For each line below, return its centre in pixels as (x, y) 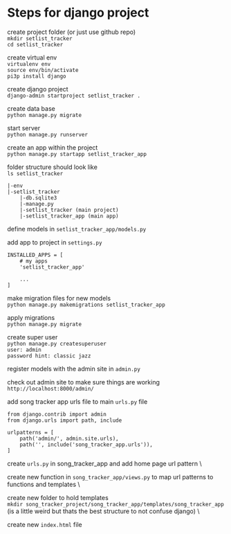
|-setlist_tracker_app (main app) (69, 216)
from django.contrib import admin (57, 414)
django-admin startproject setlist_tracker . (74, 96)
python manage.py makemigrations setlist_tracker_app (86, 305)
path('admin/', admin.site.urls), (69, 438)
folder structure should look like (53, 167)
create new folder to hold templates (58, 497)
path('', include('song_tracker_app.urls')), (86, 445)
